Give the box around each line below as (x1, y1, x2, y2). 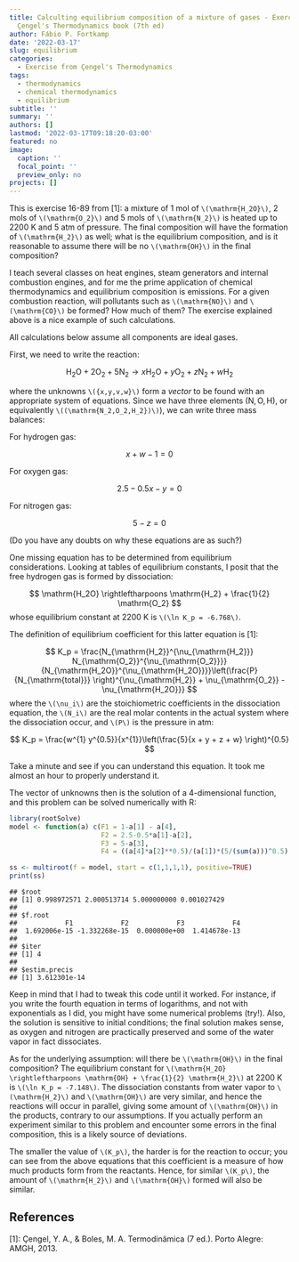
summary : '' (9, 112, 53, 121)
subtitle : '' (9, 104, 58, 113)
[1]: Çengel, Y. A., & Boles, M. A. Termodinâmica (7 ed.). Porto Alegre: (9, 1234, 264, 1244)
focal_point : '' (17, 162, 77, 171)
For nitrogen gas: (9, 500, 72, 511)
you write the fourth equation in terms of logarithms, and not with (9, 999, 248, 1009)
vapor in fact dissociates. (9, 1036, 102, 1047)
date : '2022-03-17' (9, 37, 82, 47)
